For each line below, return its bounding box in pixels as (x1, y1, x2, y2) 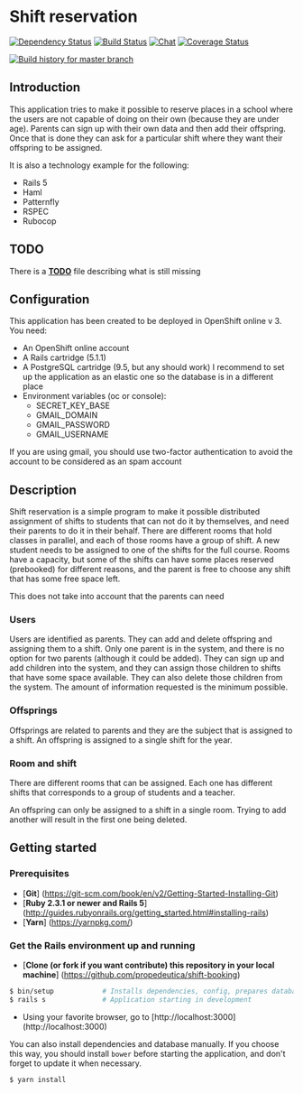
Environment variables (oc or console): (22, 391, 167, 402)
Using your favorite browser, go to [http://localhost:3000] (22, 1011, 236, 1022)
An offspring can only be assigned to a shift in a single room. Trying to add (9, 805, 287, 816)
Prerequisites (9, 867, 69, 880)
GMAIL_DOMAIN (35, 410, 98, 421)
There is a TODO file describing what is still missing (9, 265, 201, 276)
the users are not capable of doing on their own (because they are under (9, 113, 280, 124)
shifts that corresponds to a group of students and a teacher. (9, 787, 236, 798)
